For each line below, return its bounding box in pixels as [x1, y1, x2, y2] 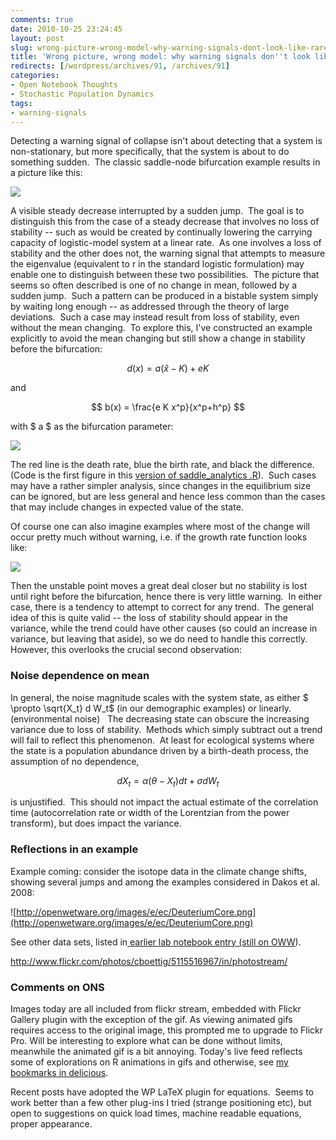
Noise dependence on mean [10, 669, 150, 683]
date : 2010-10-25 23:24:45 [10, 24, 123, 34]
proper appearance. [10, 1118, 93, 1130]
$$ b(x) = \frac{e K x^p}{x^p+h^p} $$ [91, 401, 245, 413]
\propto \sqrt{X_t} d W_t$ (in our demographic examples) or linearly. [10, 702, 292, 714]
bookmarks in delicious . [10, 1067, 109, 1079]
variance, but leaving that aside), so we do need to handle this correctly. [10, 633, 308, 645]
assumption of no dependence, [10, 755, 140, 767]
